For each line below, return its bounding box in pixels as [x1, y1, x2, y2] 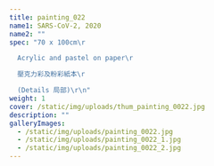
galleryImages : [9, 119, 66, 128]
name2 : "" [9, 29, 46, 38]
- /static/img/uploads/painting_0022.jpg [17, 127, 174, 136]
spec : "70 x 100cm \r [9, 37, 86, 47]
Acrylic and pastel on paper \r [17, 54, 134, 63]
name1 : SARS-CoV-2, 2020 [9, 21, 102, 30]
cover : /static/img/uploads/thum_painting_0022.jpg [9, 102, 205, 111]
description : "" [9, 110, 70, 120]
